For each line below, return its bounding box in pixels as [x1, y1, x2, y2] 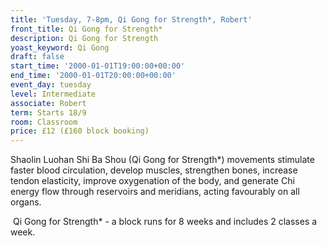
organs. [10, 196, 42, 208]
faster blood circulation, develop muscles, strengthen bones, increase [10, 164, 298, 176]
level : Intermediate [10, 89, 97, 99]
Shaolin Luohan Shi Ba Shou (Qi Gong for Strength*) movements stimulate [10, 154, 315, 166]
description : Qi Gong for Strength [10, 33, 159, 43]
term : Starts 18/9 [10, 107, 87, 118]
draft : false [10, 52, 65, 62]
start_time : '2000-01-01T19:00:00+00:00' [10, 61, 186, 71]
